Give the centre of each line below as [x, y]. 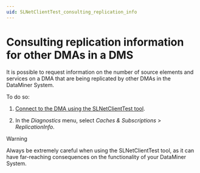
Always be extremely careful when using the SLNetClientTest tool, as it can [100, 150]
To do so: [18, 97]
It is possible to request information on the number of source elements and [100, 72]
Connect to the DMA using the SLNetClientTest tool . [80, 108]
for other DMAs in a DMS [70, 55]
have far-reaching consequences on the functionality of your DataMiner [96, 157]
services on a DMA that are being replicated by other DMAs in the [89, 78]
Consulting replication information [95, 42]
